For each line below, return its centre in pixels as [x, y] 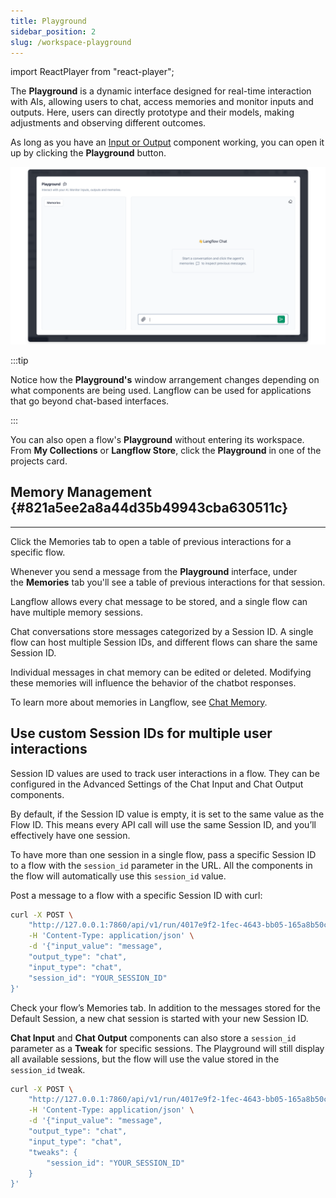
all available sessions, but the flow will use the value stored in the [145, 1059]
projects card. [39, 461]
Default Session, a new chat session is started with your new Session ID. [159, 1018]
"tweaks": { [53, 1152]
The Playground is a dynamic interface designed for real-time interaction [161, 91]
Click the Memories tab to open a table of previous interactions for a [151, 541]
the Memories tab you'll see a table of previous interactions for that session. [168, 582]
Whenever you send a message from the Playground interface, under [154, 571]
